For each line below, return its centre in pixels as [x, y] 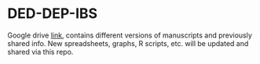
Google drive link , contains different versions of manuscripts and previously [130, 35]
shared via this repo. [40, 52]
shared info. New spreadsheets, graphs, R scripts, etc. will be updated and [128, 43]
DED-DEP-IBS [53, 14]
